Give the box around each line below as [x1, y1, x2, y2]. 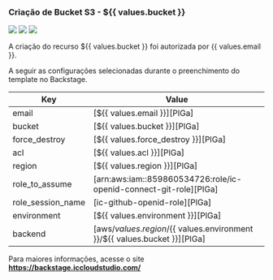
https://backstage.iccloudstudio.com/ [8, 263, 141, 273]
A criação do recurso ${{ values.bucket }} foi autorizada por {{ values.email [8, 41, 262, 51]
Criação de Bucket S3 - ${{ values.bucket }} [8, 6, 186, 18]
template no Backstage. [8, 75, 88, 84]
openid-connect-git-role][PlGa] [93, 183, 219, 195]
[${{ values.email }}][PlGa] [93, 108, 194, 119]
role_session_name [12, 197, 86, 209]
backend [12, 228, 46, 239]
